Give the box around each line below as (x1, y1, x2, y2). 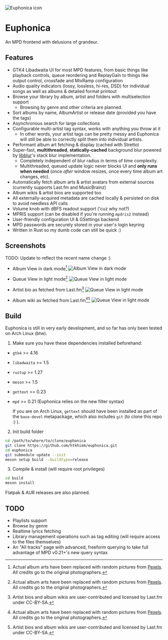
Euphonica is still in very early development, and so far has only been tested (5, 325, 162, 331)
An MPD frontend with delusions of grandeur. (5, 39, 98, 45)
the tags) (12, 115, 31, 121)
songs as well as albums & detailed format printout (12, 88, 117, 94)
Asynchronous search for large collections (12, 120, 100, 126)
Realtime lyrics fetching (12, 528, 61, 534)
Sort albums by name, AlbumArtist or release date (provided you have (12, 110, 156, 116)
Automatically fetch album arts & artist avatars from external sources (12, 179, 154, 185)
